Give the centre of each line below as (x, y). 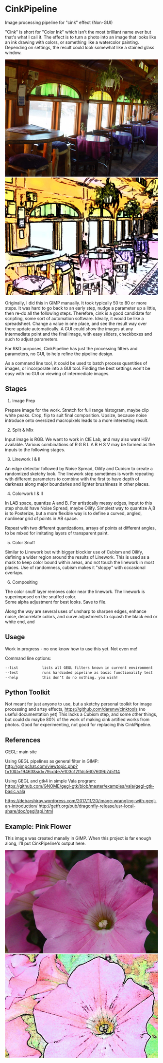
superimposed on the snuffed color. (41, 597)
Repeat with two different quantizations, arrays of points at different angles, (81, 528)
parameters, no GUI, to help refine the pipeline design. (59, 354)
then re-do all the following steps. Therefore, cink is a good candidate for (78, 313)
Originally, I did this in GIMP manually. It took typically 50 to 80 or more (76, 303)
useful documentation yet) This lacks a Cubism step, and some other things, (81, 714)
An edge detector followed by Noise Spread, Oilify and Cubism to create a (79, 468)
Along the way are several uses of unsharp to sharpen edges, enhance (76, 611)
